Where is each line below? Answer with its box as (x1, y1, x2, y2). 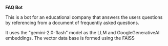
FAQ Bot (5, 5, 23, 10)
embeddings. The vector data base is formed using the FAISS (5, 35, 135, 41)
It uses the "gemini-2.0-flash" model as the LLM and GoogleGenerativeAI (5, 30, 160, 35)
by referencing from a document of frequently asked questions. (5, 20, 139, 26)
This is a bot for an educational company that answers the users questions (5, 14, 163, 20)
